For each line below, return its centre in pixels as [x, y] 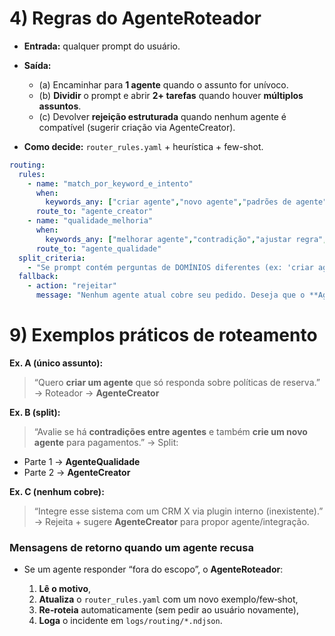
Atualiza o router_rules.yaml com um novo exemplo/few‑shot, [168, 599]
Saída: [37, 65]
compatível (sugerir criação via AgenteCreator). [137, 127]
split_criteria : [52, 258]
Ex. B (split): [35, 412]
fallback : [38, 277]
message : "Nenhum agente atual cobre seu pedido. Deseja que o [170, 295]
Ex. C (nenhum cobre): [57, 491]
